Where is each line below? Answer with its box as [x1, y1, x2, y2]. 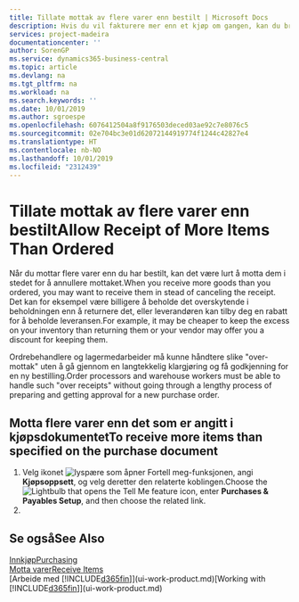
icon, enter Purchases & [179, 486, 269, 497]
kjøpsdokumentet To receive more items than [9, 429, 263, 444]
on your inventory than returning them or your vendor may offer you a [9, 325, 265, 335]
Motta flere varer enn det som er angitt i [9, 416, 234, 431]
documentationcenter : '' [9, 37, 101, 47]
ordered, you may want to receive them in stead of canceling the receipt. [9, 287, 276, 298]
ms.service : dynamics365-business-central [9, 54, 169, 63]
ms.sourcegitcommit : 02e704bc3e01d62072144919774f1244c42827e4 [9, 129, 249, 138]
